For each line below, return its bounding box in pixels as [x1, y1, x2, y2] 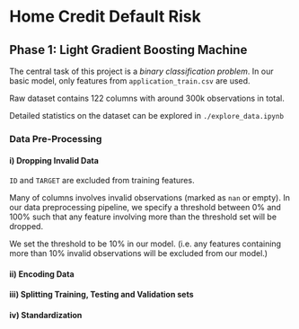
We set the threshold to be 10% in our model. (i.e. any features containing [9, 238, 281, 249]
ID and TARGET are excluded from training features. [9, 175, 195, 186]
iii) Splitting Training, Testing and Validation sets [9, 289, 195, 300]
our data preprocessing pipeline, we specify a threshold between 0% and [9, 202, 281, 213]
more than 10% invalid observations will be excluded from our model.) [9, 248, 268, 259]
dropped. [9, 221, 43, 232]
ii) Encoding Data [9, 268, 75, 280]
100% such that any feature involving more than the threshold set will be [9, 211, 277, 222]
